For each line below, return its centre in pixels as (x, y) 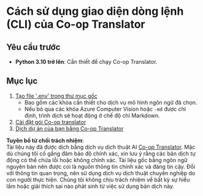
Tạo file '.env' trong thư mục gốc (56, 96)
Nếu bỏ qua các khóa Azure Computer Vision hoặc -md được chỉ (105, 109)
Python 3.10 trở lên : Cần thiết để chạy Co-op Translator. (86, 62)
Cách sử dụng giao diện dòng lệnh (95, 11)
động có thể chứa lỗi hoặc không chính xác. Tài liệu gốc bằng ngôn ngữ (97, 160)
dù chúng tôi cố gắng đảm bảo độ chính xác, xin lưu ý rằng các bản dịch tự (101, 153)
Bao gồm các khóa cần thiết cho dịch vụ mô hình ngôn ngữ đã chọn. (111, 102)
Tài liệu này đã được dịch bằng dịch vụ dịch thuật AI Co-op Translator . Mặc (101, 147)
